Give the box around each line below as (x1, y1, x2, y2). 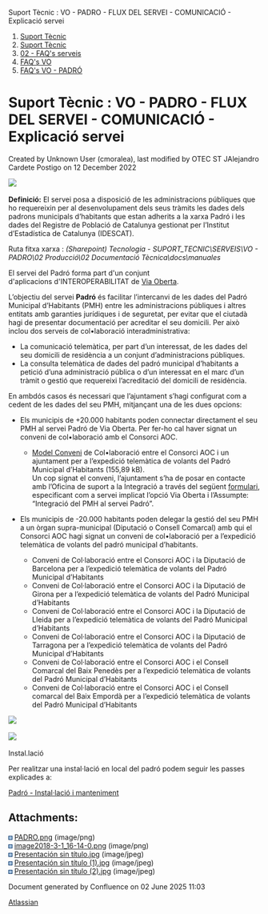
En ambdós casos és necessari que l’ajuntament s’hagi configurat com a (8, 391, 247, 400)
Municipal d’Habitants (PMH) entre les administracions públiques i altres (8, 300, 246, 310)
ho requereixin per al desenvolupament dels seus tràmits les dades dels (8, 202, 246, 212)
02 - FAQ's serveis (19, 49, 82, 58)
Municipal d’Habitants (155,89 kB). (31, 464, 146, 474)
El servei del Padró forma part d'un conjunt (8, 268, 150, 278)
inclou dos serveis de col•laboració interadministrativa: (8, 326, 190, 335)
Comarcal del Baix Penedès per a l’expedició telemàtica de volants (31, 665, 251, 675)
